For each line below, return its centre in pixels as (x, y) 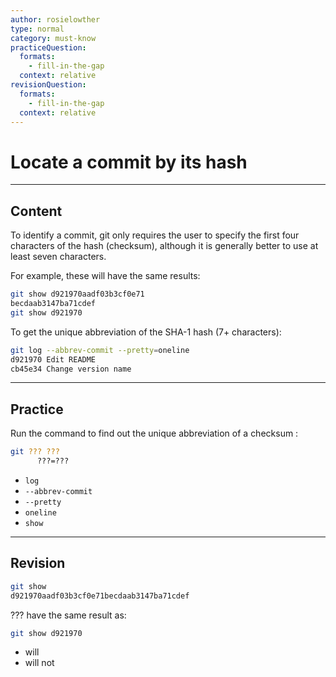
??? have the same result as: (68, 615)
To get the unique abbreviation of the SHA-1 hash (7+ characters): (146, 332)
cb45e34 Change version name (71, 369)
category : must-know (53, 38)
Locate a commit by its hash (129, 162)
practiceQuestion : (48, 47)
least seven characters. (58, 257)
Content (36, 211)
